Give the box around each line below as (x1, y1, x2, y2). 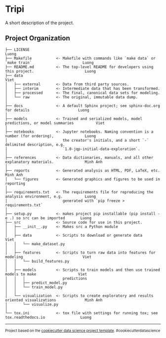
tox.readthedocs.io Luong (5, 315, 92, 320)
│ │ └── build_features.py (5, 259, 70, 263)
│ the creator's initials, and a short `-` (5, 138, 149, 143)
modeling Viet (5, 254, 92, 260)
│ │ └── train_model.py (5, 285, 63, 290)
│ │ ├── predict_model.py (5, 280, 68, 285)
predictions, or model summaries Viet (5, 120, 105, 125)
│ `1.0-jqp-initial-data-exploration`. (5, 147, 140, 151)
